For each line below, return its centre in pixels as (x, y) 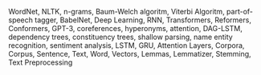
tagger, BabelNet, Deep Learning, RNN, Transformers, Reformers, (143, 20)
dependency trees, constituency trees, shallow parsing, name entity (120, 37)
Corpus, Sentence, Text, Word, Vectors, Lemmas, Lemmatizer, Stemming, (130, 54)
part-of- (240, 12)
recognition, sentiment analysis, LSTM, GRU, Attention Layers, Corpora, (126, 45)
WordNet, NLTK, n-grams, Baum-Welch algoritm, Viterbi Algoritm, (116, 12)
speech (21, 20)
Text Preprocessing (41, 62)
